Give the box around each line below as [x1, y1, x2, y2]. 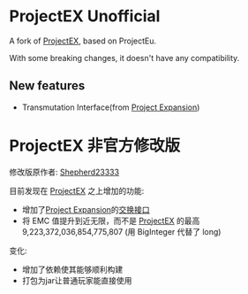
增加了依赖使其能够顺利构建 [21, 264, 124, 275]
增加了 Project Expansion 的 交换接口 [21, 204, 150, 214]
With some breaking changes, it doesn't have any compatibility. [9, 52, 240, 63]
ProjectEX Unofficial [9, 6, 161, 27]
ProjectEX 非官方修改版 [9, 135, 181, 156]
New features [9, 78, 86, 94]
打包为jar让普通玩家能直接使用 [21, 275, 132, 285]
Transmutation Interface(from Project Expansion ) [21, 102, 200, 112]
